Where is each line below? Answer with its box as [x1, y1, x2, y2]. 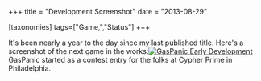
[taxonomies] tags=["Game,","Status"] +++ [8, 22, 151, 31]
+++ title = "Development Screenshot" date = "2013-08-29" [8, 7, 208, 16]
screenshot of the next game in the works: [8, 47, 149, 55]
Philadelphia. [8, 63, 52, 73]
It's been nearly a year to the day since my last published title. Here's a [8, 38, 244, 47]
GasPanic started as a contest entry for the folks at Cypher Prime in [8, 55, 233, 64]
